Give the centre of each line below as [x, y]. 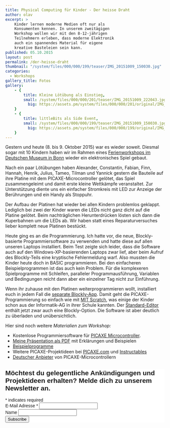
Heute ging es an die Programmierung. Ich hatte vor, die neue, [70, 236]
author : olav [19, 15]
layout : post [19, 57]
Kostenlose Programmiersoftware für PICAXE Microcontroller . [77, 336]
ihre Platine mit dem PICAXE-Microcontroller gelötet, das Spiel [70, 179]
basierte [14, 241]
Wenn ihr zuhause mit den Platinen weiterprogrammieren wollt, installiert [81, 289]
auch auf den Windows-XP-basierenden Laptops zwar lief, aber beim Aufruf [84, 252]
